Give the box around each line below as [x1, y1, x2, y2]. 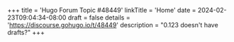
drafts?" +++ [7, 28, 45, 36]
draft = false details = [67, 13, 130, 22]
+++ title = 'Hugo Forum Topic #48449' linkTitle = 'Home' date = [7, 6, 196, 14]
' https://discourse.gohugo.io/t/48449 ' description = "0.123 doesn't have [7, 21, 218, 29]
